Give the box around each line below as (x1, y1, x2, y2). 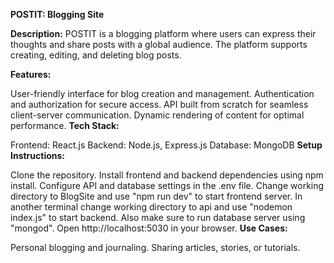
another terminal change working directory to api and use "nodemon (10, 201, 293, 213)
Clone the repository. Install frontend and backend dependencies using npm (10, 169, 324, 181)
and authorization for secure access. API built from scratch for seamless (10, 99, 309, 110)
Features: (10, 69, 52, 80)
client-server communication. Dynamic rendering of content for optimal (10, 109, 305, 121)
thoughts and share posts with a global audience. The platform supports (10, 39, 308, 50)
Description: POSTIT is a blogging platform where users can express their (10, 28, 317, 39)
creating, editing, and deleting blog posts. (10, 49, 182, 61)
